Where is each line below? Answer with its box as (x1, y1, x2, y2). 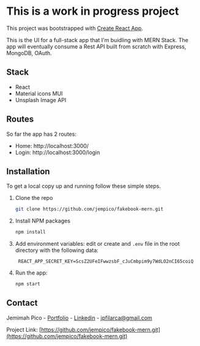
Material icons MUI (15, 90, 63, 97)
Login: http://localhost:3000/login (15, 149, 100, 156)
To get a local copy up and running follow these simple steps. (6, 182, 161, 190)
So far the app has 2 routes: (6, 130, 76, 138)
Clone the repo (15, 194, 53, 202)
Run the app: (15, 269, 48, 276)
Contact (6, 298, 38, 308)
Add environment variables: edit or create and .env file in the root (15, 240, 180, 248)
